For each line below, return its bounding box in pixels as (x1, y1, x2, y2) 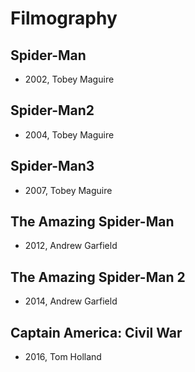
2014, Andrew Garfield (24, 295, 118, 307)
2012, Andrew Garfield (24, 240, 118, 252)
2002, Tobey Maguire (24, 73, 115, 85)
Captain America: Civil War (10, 324, 183, 341)
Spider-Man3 (10, 158, 95, 175)
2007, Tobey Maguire (24, 184, 113, 196)
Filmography (10, 7, 118, 30)
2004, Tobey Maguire (24, 128, 115, 141)
